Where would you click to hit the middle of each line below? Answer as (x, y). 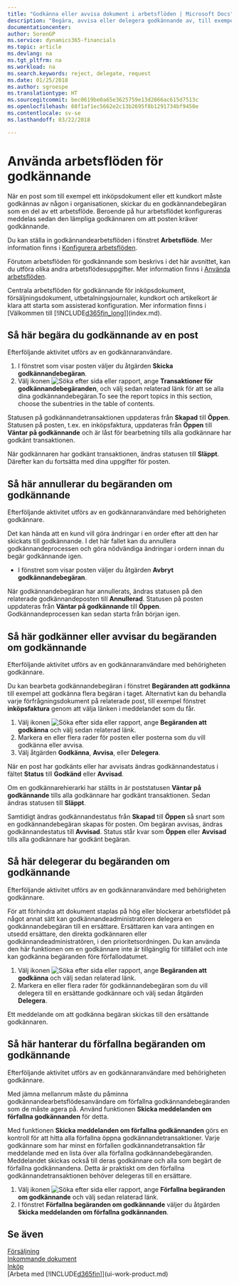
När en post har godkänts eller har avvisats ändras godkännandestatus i (113, 766)
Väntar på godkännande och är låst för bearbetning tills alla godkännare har (119, 433)
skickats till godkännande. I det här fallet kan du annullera (92, 541)
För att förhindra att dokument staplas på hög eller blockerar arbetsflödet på (119, 911)
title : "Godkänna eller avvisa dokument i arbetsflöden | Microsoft (111, 14)
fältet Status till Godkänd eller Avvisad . (66, 774)
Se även (26, 1235)
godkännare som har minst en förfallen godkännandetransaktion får (106, 1145)
